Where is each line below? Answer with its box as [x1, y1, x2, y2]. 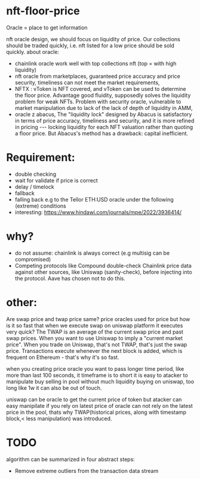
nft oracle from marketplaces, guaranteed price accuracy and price [14, 72, 181, 80]
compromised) [14, 255, 51, 263]
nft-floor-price [6, 4, 80, 18]
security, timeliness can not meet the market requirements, [14, 79, 160, 86]
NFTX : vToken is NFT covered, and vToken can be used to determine [14, 85, 186, 92]
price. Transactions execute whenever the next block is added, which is [6, 347, 183, 354]
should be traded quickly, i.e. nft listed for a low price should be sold [6, 42, 175, 49]
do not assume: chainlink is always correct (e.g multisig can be [14, 249, 170, 257]
